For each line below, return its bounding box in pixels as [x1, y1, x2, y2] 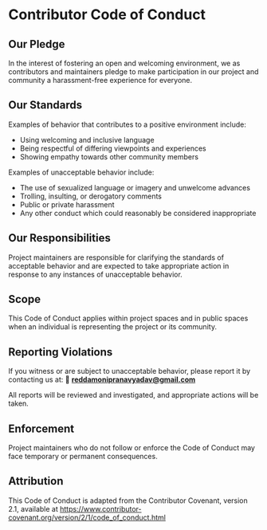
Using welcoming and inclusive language [19, 135, 155, 144]
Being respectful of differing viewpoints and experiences [19, 143, 206, 153]
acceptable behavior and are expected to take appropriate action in [8, 261, 230, 270]
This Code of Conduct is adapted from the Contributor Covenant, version [8, 496, 249, 505]
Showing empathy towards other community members [19, 151, 199, 161]
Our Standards [8, 98, 83, 112]
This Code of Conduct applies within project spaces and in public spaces [8, 313, 249, 324]
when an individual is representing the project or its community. [8, 322, 218, 332]
